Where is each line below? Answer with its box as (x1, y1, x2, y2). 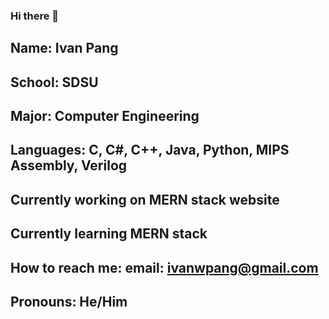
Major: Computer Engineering (10, 108, 200, 125)
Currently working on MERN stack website (10, 191, 280, 208)
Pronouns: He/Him (10, 294, 128, 311)
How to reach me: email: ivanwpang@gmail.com (10, 259, 319, 276)
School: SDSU (10, 74, 99, 91)
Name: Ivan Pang (10, 40, 119, 57)
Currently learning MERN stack (10, 225, 208, 243)
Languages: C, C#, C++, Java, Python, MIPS (10, 142, 290, 159)
